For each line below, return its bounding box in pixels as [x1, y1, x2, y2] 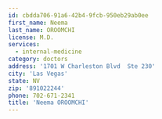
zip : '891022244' [8, 84, 65, 92]
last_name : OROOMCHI [8, 26, 76, 34]
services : [8, 41, 41, 49]
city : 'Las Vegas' [8, 70, 68, 78]
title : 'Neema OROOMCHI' [8, 99, 89, 106]
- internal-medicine [15, 48, 82, 56]
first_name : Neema [8, 19, 68, 27]
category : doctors [8, 56, 68, 63]
